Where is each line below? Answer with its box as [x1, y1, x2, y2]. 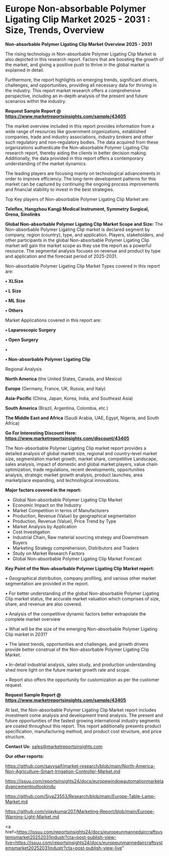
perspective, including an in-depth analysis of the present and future [5, 93, 148, 99]
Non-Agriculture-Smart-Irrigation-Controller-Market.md [5, 768, 121, 774]
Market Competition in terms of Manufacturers [12, 507, 109, 513]
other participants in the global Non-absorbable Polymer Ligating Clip [5, 237, 149, 243]
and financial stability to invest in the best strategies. [5, 186, 114, 192]
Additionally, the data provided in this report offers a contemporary [5, 155, 144, 161]
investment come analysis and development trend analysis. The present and [5, 712, 163, 718]
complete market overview [5, 616, 60, 622]
